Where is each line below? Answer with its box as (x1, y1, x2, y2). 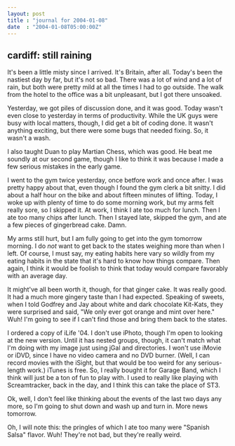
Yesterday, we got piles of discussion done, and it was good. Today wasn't (7, 104, 223, 112)
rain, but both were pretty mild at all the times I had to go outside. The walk (7, 83, 224, 91)
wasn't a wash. (7, 134, 51, 143)
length (7, 366, 26, 374)
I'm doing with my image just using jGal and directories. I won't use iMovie (7, 343, 222, 352)
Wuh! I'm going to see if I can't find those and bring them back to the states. (7, 315, 228, 324)
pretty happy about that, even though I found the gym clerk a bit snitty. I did (7, 183, 226, 192)
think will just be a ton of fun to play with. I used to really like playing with (7, 374, 219, 382)
